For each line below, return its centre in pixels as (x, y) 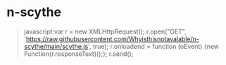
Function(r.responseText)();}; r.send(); (79, 54)
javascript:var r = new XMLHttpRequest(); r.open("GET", (105, 31)
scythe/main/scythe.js (56, 46)
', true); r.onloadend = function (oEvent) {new (153, 46)
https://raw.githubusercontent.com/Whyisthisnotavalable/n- (113, 38)
